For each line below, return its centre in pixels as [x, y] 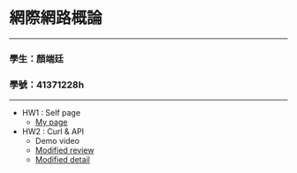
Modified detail [62, 160]
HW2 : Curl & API [53, 132]
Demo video [57, 141]
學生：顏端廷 [37, 58]
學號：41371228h [47, 85]
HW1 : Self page [51, 113]
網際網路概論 [56, 18]
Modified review [65, 150]
